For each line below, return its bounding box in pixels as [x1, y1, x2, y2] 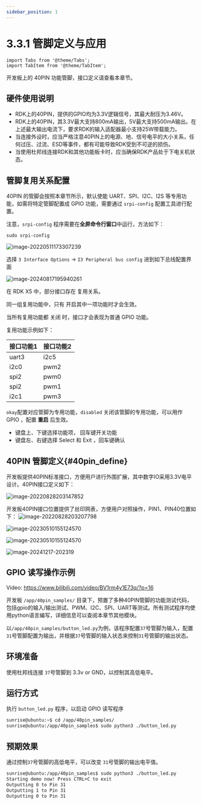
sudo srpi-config [6, 232, 50, 239]
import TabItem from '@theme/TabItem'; [6, 62, 107, 68]
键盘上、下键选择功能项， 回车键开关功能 [14, 429, 118, 436]
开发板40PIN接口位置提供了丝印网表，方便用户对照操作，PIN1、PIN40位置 [6, 505, 191, 512]
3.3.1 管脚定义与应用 [6, 37, 107, 50]
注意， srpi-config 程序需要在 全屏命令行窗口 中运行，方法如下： [6, 220, 165, 228]
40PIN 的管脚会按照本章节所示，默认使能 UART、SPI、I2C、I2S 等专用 [6, 192, 182, 200]
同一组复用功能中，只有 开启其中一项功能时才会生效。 [6, 301, 140, 308]
